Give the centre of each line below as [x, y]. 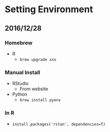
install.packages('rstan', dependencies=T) [59, 124]
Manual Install [23, 72]
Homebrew [19, 43]
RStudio [20, 84]
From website [34, 89]
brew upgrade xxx [38, 60]
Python [20, 94]
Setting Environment [49, 9]
